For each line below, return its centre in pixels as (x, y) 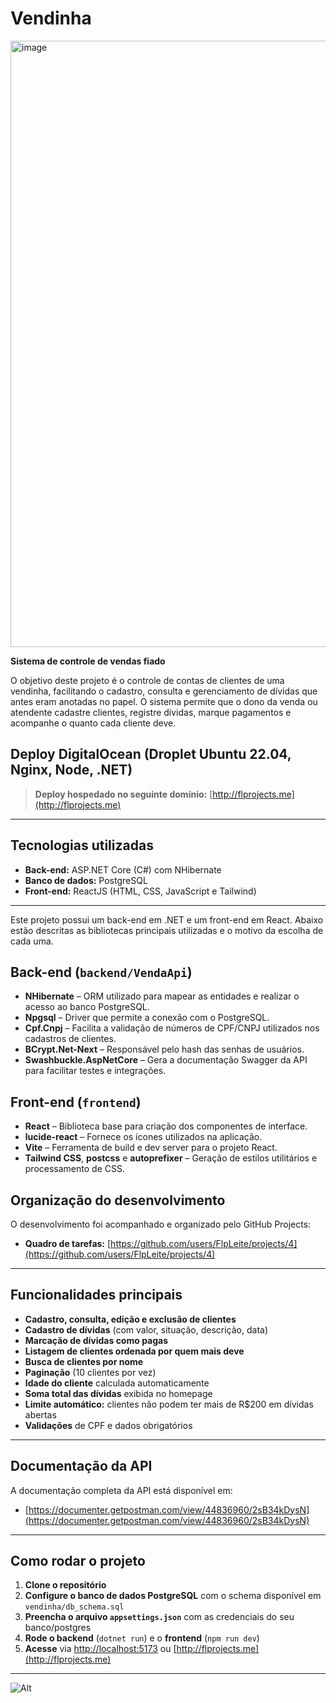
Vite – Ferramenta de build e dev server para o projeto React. (151, 1148)
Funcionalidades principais (96, 1295)
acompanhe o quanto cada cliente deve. (93, 723)
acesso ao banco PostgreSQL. (87, 1007)
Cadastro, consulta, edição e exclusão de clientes (130, 1319)
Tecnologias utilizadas (82, 845)
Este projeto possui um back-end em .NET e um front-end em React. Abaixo (167, 919)
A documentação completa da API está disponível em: (121, 1490)
